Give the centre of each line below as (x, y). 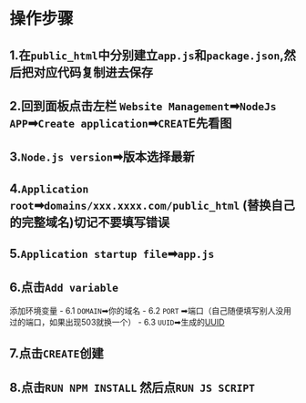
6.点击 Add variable (64, 287)
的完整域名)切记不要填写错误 (90, 222)
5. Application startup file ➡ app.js (112, 254)
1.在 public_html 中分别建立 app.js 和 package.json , (147, 55)
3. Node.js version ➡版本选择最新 (102, 157)
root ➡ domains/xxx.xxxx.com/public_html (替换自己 (153, 205)
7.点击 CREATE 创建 (57, 353)
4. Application (49, 188)
